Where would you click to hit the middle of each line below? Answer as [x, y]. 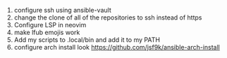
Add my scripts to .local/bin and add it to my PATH [87, 40]
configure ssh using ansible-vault [62, 10]
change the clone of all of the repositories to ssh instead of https [108, 17]
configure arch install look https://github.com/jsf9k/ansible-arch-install [117, 47]
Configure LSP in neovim [50, 25]
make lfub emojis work [47, 32]
